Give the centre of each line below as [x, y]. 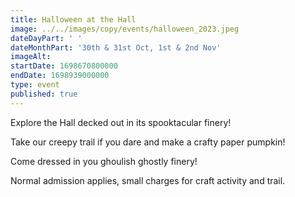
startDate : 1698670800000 [64, 66]
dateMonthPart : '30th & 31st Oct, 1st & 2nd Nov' [116, 47]
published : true [44, 94]
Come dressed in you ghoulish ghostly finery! [104, 161]
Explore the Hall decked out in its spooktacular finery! [121, 122]
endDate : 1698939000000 [60, 76]
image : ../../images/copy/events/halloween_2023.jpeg [125, 29]
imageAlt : [31, 57]
